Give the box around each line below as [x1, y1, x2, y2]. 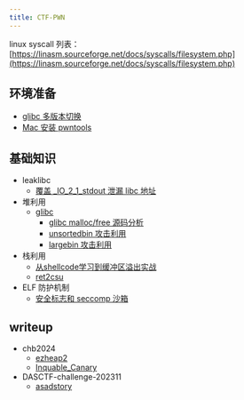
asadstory [35, 381, 73, 392]
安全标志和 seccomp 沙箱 [35, 293, 129, 304]
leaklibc [21, 175, 51, 186]
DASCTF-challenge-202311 [21, 372, 122, 382]
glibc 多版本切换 [21, 111, 82, 122]
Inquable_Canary [35, 362, 98, 373]
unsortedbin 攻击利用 [48, 228, 127, 239]
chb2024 [21, 343, 56, 354]
